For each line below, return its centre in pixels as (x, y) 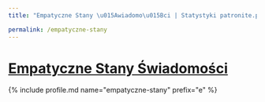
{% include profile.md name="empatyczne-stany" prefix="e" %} (113, 90)
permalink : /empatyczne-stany (58, 29)
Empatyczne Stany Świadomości (118, 68)
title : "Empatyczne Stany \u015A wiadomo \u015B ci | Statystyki (112, 15)
